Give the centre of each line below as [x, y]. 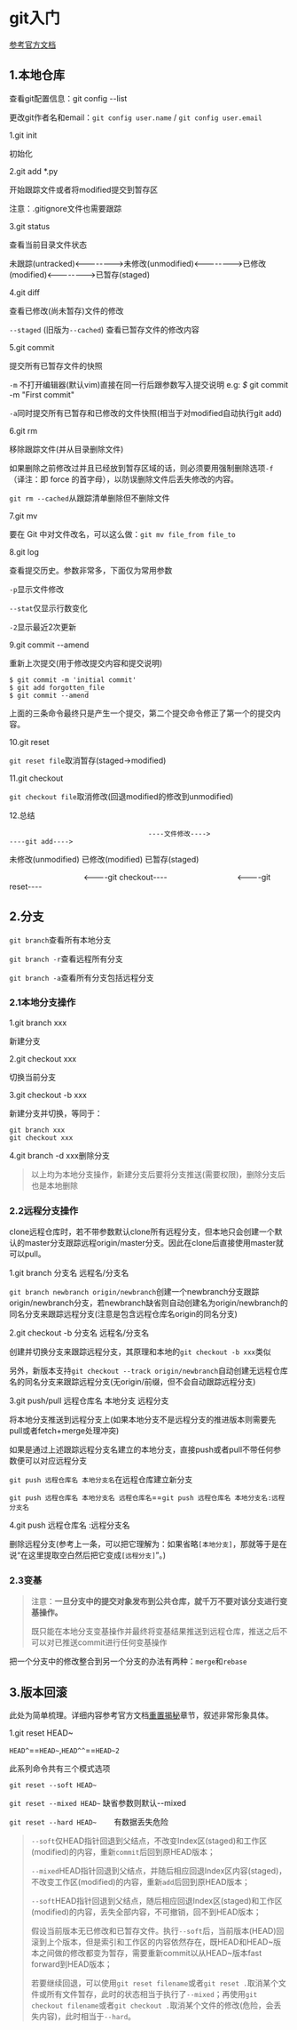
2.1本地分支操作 [43, 1003]
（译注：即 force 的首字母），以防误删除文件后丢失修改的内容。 [124, 479]
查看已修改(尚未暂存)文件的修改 [66, 310]
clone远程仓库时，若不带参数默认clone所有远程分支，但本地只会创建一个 [142, 1232]
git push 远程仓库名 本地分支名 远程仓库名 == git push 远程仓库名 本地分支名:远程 [147, 1497]
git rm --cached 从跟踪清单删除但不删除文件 [90, 498]
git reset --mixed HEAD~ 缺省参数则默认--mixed [98, 1803]
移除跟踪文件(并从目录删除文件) [66, 449]
